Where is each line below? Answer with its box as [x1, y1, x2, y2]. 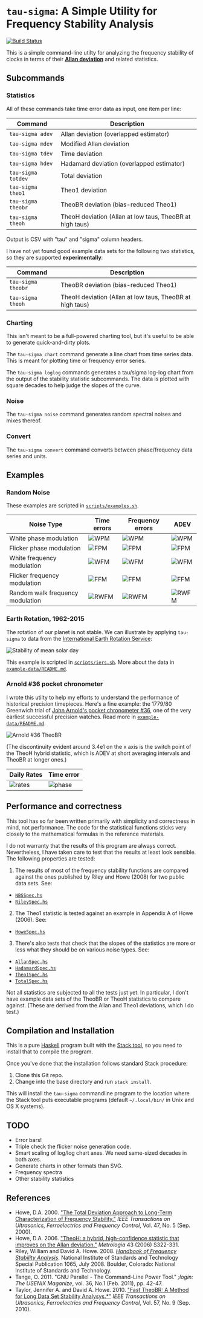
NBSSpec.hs [14, 892, 43, 899]
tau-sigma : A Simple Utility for [6, 4, 158, 18]
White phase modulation [9, 534, 79, 542]
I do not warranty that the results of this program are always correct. [6, 842, 177, 849]
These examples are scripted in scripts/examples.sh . [6, 502, 139, 509]
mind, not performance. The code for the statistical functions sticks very [6, 823, 187, 831]
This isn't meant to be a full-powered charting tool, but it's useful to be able [6, 332, 195, 339]
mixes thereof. [6, 417, 42, 424]
